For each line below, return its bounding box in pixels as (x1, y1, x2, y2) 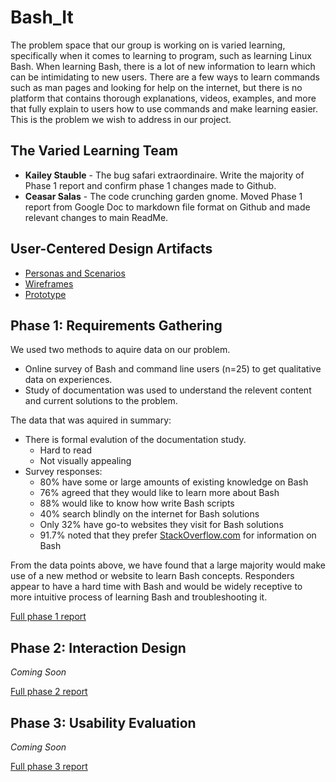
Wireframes (24, 277, 74, 290)
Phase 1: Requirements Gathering (10, 317, 223, 334)
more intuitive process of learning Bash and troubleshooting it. (10, 591, 268, 603)
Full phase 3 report (10, 761, 88, 772)
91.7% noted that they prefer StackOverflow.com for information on (39, 529, 317, 541)
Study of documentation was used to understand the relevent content (24, 384, 312, 396)
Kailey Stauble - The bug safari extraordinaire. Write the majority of (24, 169, 305, 181)
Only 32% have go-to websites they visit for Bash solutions (39, 519, 284, 531)
